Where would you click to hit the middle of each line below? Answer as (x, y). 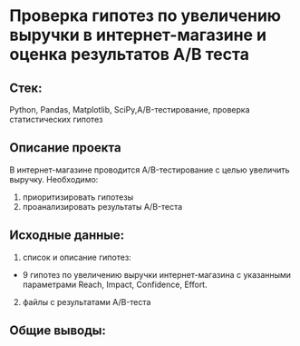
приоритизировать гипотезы (78, 197)
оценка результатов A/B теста (129, 54)
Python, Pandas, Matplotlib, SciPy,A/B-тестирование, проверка (130, 109)
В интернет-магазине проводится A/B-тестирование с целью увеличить (150, 170)
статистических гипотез (56, 119)
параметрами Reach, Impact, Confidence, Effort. (115, 284)
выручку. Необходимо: (54, 179)
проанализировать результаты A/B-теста (102, 206)
